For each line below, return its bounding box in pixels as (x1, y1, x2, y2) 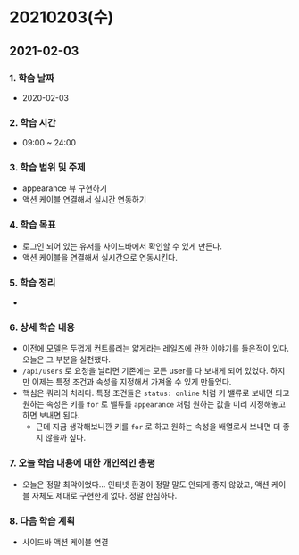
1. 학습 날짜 (9, 71, 54, 84)
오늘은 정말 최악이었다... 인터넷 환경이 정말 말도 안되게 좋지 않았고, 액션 (21, 478, 270, 490)
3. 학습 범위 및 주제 (9, 162, 87, 174)
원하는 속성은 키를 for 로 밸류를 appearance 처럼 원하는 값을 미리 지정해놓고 (21, 399, 287, 410)
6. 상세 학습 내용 (9, 321, 76, 334)
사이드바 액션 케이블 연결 (21, 536, 109, 547)
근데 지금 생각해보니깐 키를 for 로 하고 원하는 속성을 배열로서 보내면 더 (35, 421, 281, 432)
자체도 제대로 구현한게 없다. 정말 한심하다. (31, 490, 178, 501)
